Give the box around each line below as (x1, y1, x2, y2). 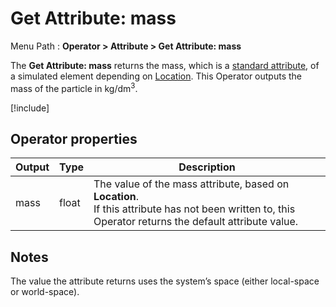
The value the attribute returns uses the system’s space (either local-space (10, 275, 320, 287)
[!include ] (10, 102, 50, 114)
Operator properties (10, 130, 138, 147)
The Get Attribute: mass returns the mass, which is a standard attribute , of (10, 59, 320, 71)
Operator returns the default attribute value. (93, 215, 299, 229)
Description (178, 160, 236, 174)
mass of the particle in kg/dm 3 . (10, 80, 138, 94)
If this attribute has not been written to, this (93, 202, 296, 216)
